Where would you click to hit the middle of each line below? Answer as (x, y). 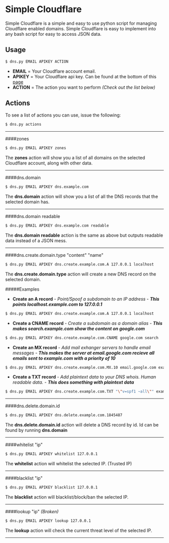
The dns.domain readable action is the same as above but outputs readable (84, 235)
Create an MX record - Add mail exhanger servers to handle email (81, 347)
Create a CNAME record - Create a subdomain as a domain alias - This (87, 323)
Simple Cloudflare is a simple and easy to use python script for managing (81, 23)
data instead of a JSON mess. (36, 240)
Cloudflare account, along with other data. (49, 163)
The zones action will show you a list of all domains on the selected (75, 158)
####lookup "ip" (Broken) (32, 511)
